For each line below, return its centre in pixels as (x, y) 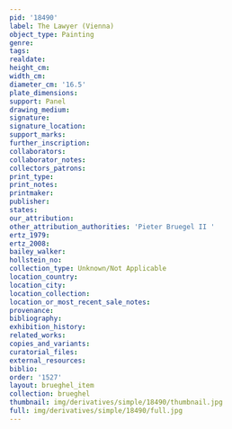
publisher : (30, 202)
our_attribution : (42, 218)
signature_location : (48, 127)
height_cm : (30, 68)
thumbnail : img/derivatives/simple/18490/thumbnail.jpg (116, 402)
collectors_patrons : (48, 168)
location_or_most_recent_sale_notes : (80, 302)
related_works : (38, 335)
